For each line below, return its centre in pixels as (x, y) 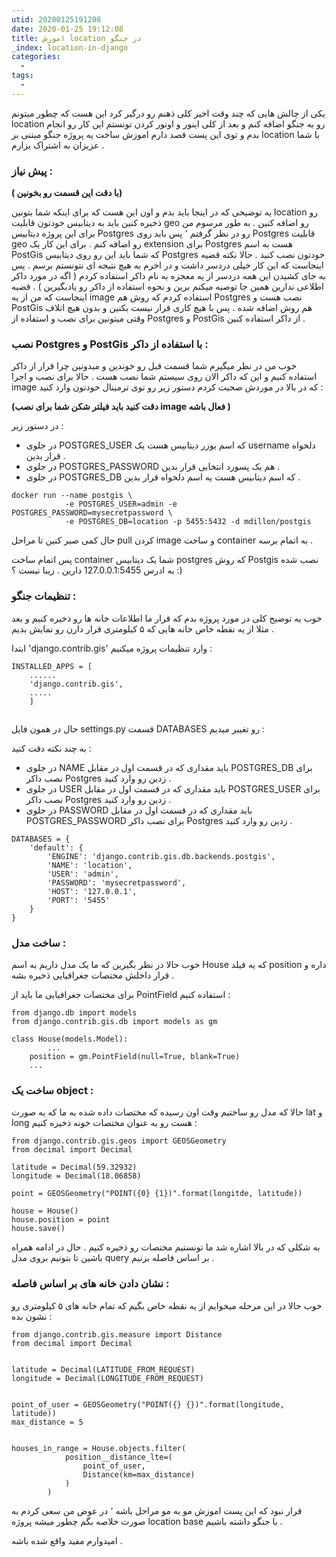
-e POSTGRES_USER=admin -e (121, 504)
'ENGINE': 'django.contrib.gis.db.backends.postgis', (161, 856)
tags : (22, 76)
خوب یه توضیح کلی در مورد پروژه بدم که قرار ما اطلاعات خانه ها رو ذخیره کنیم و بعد (167, 618)
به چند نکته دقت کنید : (51, 748)
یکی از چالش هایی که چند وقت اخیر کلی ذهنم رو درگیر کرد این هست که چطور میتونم (168, 113)
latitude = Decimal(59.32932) (74, 1167)
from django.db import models (74, 1012)
